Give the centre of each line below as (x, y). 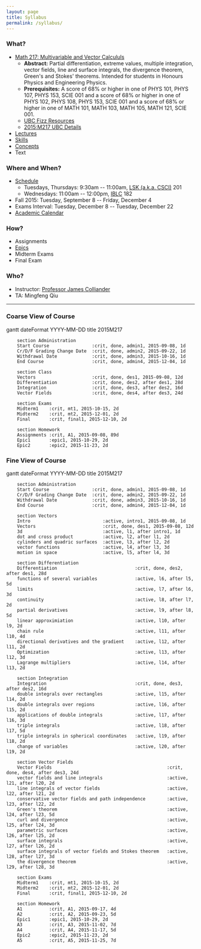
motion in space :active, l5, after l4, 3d (93, 553)
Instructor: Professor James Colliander (63, 289)
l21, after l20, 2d (31, 783)
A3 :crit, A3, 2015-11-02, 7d (67, 925)
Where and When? (34, 168)
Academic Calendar (39, 213)
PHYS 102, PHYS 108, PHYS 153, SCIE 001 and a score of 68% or (104, 101)
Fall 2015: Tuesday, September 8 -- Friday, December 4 (83, 200)
